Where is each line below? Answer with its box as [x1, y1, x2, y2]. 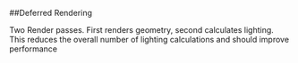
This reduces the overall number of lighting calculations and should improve [9, 35, 289, 44]
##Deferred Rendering [9, 8, 92, 18]
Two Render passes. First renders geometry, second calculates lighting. [9, 25, 275, 35]
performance [9, 43, 58, 54]
